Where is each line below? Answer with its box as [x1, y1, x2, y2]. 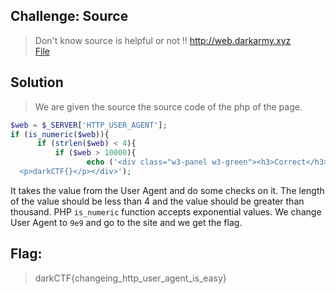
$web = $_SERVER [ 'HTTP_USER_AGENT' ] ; [10, 120, 168, 130]
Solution [10, 74, 64, 91]
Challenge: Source [10, 8, 129, 25]
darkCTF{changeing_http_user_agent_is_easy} [34, 272, 227, 284]
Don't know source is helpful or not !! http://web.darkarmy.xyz [34, 34, 292, 46]
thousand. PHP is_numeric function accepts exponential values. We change [10, 205, 322, 218]
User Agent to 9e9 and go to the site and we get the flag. [10, 216, 243, 228]
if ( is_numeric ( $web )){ [10, 129, 110, 139]
